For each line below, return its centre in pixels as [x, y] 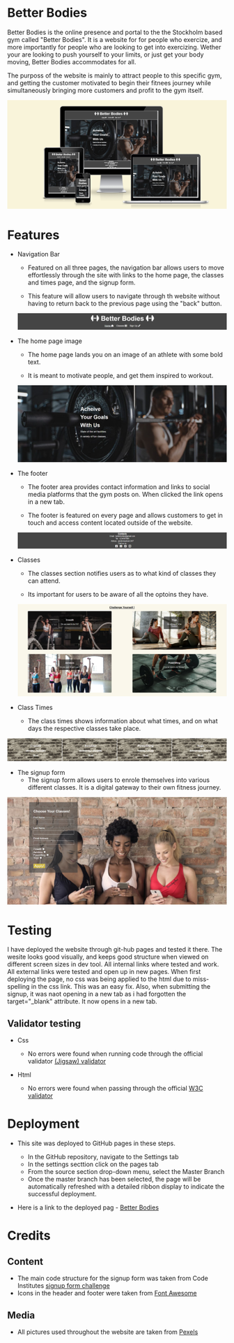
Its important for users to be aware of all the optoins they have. [118, 595]
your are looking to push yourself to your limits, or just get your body [106, 55]
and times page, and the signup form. [81, 283]
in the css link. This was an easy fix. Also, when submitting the [121, 987]
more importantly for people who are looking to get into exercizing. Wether [114, 47]
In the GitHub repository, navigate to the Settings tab [103, 1157]
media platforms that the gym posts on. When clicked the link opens [125, 495]
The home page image [49, 341]
